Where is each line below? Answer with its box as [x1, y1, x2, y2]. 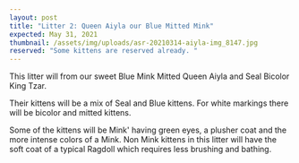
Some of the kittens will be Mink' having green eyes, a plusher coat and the [9, 124, 287, 135]
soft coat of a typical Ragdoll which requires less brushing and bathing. [9, 144, 272, 155]
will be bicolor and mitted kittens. [9, 107, 132, 118]
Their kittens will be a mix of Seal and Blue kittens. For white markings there [9, 98, 289, 108]
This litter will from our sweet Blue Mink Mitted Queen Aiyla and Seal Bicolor [9, 71, 290, 81]
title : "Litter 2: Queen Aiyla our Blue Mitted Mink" [9, 21, 215, 30]
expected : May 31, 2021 [9, 30, 98, 39]
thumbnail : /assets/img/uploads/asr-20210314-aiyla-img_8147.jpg [9, 38, 258, 47]
